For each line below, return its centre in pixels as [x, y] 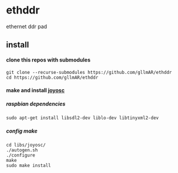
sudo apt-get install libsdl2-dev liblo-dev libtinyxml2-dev [83, 118]
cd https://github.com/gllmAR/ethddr [52, 77]
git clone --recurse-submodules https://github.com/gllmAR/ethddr [89, 72]
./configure [21, 155]
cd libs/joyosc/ [26, 145]
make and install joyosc [35, 90]
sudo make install [28, 166]
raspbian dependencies [36, 104]
